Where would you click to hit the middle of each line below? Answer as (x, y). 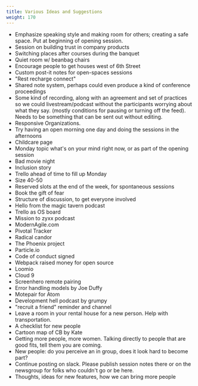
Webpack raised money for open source (64, 263)
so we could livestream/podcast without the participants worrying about (103, 104)
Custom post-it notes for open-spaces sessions (73, 72)
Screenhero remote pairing (48, 282)
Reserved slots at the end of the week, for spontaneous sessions (95, 186)
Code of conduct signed (45, 256)
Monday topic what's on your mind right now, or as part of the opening (102, 148)
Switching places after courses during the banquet (77, 53)
